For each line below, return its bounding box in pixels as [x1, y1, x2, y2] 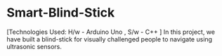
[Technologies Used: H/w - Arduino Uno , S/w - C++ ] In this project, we [6, 28, 216, 36]
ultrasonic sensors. [6, 42, 63, 50]
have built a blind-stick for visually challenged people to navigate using [6, 35, 212, 43]
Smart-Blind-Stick [6, 5, 115, 21]
